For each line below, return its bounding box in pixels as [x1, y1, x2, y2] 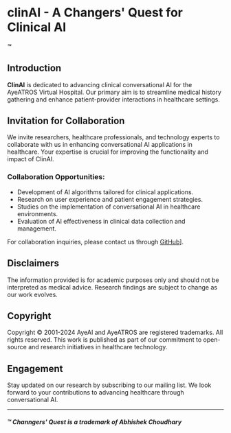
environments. [16, 209, 58, 218]
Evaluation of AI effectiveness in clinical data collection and [16, 217, 186, 225]
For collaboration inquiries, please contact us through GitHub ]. [7, 237, 184, 246]
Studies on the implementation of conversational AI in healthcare [16, 202, 201, 211]
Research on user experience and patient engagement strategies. [16, 195, 203, 203]
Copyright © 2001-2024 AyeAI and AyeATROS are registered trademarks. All [7, 328, 223, 337]
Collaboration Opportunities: [7, 172, 105, 182]
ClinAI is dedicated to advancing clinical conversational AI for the [7, 80, 192, 89]
